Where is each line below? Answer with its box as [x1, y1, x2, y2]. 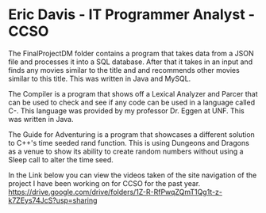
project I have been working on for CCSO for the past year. [8, 178, 201, 188]
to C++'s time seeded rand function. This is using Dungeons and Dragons [8, 138, 250, 147]
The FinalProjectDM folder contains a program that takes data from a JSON [8, 48, 254, 58]
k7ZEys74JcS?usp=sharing [8, 196, 98, 205]
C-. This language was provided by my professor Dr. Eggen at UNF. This [8, 105, 245, 116]
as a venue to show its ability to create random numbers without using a [8, 146, 244, 156]
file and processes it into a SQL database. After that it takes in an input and [8, 57, 253, 67]
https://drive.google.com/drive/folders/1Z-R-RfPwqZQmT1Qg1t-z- [8, 187, 223, 196]
